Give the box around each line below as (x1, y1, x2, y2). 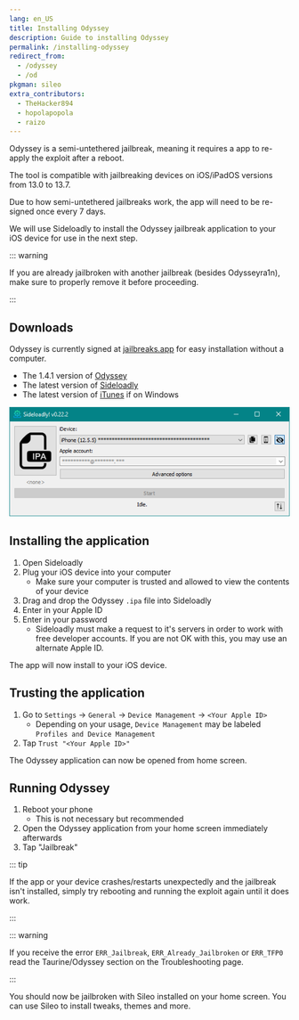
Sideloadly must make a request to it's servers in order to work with (35, 624, 284, 634)
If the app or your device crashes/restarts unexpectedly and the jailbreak (9, 877, 277, 887)
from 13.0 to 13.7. (9, 179, 71, 191)
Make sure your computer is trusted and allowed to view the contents (35, 575, 290, 587)
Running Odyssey (9, 780, 110, 796)
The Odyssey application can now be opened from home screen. (9, 755, 247, 765)
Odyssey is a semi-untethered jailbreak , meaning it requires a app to (9, 143, 260, 154)
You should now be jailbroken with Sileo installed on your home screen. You (9, 991, 287, 1002)
